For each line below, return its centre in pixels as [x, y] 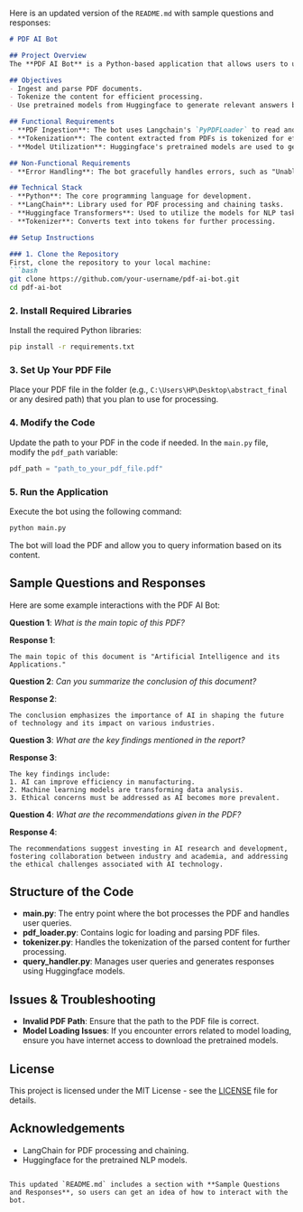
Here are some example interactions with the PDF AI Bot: [115, 605]
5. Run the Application [59, 491]
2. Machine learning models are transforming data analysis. [127, 789]
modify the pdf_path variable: [64, 452]
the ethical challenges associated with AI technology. [116, 864]
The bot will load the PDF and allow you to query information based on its [146, 545]
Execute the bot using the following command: [96, 511]
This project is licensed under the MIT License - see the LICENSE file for [143, 1091]
